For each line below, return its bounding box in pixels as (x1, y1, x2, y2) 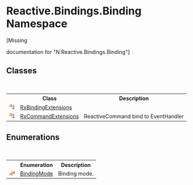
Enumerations (6, 132, 60, 142)
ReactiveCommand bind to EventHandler (83, 113, 184, 120)
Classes (6, 66, 37, 76)
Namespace (6, 17, 68, 31)
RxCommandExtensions (20, 113, 79, 120)
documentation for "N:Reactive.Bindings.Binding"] (6, 48, 130, 55)
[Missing (6, 37, 28, 44)
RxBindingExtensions (20, 104, 73, 111)
